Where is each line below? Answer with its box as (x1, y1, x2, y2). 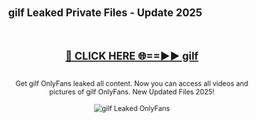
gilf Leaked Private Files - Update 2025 (8, 6, 203, 20)
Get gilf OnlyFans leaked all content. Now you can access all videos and (15, 78, 249, 88)
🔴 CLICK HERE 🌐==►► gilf (65, 50, 199, 63)
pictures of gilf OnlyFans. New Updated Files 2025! (49, 87, 215, 96)
